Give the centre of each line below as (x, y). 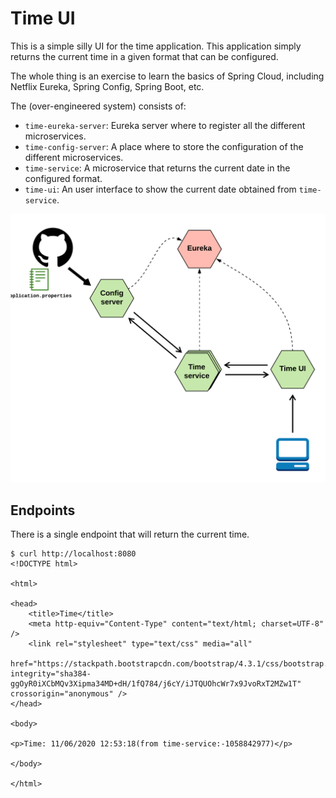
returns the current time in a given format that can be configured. (144, 56)
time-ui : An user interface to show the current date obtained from (160, 189)
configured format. (63, 178)
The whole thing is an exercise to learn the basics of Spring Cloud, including (167, 76)
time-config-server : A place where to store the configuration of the (164, 146)
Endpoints (43, 510)
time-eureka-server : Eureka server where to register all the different (165, 125)
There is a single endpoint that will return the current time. (130, 534)
